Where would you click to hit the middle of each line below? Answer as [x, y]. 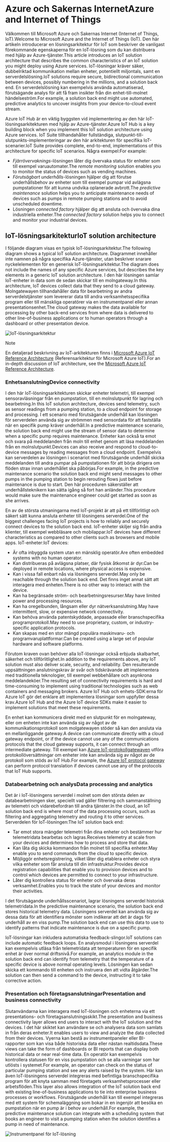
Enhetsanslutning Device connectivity [53, 382]
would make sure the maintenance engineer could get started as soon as [81, 495]
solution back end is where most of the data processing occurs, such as [80, 811]
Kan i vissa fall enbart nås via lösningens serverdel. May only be [79, 574]
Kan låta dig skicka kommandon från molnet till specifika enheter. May [85, 848]
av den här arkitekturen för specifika [104, 140]
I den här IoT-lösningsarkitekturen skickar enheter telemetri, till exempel [80, 393]
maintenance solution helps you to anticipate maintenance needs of [83, 193]
